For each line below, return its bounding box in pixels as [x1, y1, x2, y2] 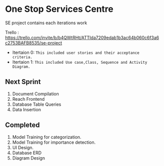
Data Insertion [12, 106, 41, 112]
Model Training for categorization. [12, 134, 82, 140]
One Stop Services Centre [5, 3, 114, 15]
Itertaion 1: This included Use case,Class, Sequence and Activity [12, 59, 148, 65]
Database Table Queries [12, 101, 62, 107]
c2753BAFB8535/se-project [5, 40, 63, 45]
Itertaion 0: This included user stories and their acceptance [12, 49, 139, 55]
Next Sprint [5, 78, 41, 86]
